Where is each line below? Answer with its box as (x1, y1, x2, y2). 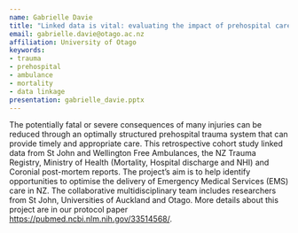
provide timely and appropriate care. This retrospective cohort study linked (9, 138, 284, 149)
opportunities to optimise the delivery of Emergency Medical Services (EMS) (9, 176, 289, 187)
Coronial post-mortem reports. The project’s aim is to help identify (9, 167, 251, 177)
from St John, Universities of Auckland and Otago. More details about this (9, 195, 279, 206)
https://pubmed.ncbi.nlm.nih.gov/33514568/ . (9, 214, 173, 224)
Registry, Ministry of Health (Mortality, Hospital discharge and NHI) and (9, 157, 270, 168)
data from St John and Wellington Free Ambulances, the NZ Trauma (9, 148, 257, 159)
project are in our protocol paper (9, 205, 129, 215)
